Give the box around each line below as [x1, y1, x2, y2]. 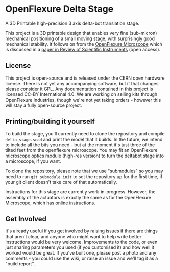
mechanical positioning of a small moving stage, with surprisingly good [5, 35, 155, 42]
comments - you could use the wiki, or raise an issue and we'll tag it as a [5, 255, 158, 262]
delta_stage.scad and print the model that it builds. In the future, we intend [5, 136, 163, 142]
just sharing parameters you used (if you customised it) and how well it [5, 244, 155, 250]
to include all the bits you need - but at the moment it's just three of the [5, 142, 155, 148]
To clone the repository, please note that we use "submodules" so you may [5, 168, 163, 174]
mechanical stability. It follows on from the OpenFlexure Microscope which [5, 41, 162, 47]
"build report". [5, 261, 35, 267]
